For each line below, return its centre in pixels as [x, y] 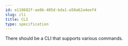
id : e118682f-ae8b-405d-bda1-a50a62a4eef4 [51, 10]
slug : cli [16, 15]
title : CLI [17, 19]
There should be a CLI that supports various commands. [64, 38]
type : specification [27, 24]
